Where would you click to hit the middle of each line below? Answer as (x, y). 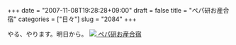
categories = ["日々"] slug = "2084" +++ (77, 19)
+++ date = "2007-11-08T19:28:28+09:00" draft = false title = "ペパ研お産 (115, 10)
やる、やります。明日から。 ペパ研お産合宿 (74, 34)
